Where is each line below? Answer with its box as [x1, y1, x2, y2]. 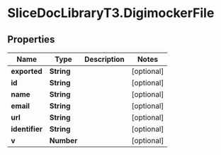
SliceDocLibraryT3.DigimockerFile [7, 5, 215, 21]
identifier [11, 124, 42, 134]
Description [84, 55, 125, 64]
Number [49, 136, 78, 145]
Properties [7, 33, 55, 46]
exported [11, 66, 42, 76]
